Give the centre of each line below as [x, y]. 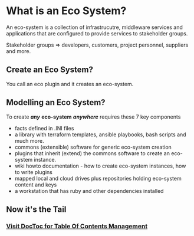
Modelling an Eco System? [56, 102]
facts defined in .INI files [44, 128]
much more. [29, 140]
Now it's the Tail [36, 209]
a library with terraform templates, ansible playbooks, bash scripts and [101, 135]
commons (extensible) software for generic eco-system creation [93, 147]
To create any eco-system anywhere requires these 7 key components [93, 117]
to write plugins [34, 172]
